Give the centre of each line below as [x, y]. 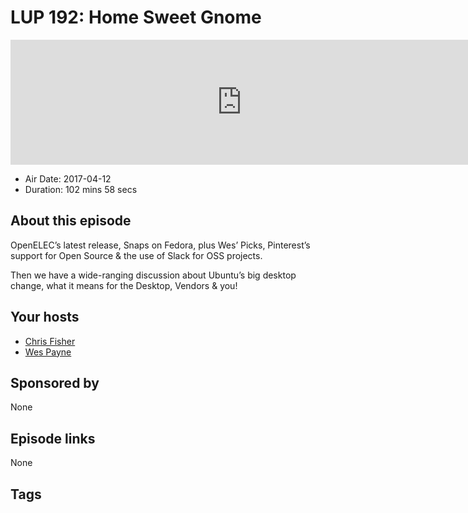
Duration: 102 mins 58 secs [81, 189]
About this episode [71, 221]
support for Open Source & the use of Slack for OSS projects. [136, 255]
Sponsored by [55, 382]
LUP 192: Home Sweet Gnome [136, 17]
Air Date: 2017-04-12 [68, 178]
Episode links [53, 438]
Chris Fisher [50, 341]
